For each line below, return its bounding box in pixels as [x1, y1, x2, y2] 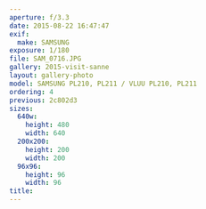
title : [9, 187, 34, 196]
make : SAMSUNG [17, 37, 70, 47]
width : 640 [25, 129, 66, 138]
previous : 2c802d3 [9, 95, 78, 105]
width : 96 [25, 179, 62, 188]
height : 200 [25, 145, 70, 154]
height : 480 [25, 121, 70, 130]
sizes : [9, 104, 34, 113]
